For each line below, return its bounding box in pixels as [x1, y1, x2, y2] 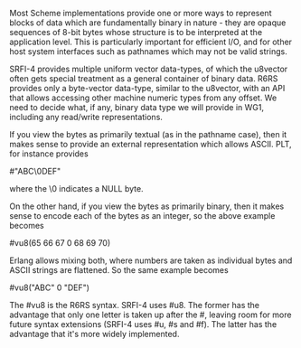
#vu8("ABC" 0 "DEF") [9, 282, 90, 293]
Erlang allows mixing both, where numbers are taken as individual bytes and [9, 255, 293, 266]
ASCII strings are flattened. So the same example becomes [9, 265, 229, 275]
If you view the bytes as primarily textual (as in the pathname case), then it [9, 129, 287, 139]
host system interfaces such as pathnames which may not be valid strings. [9, 46, 287, 57]
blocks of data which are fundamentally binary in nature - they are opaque [9, 17, 287, 28]
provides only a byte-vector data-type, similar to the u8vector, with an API [9, 83, 286, 93]
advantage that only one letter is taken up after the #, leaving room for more [9, 309, 292, 320]
